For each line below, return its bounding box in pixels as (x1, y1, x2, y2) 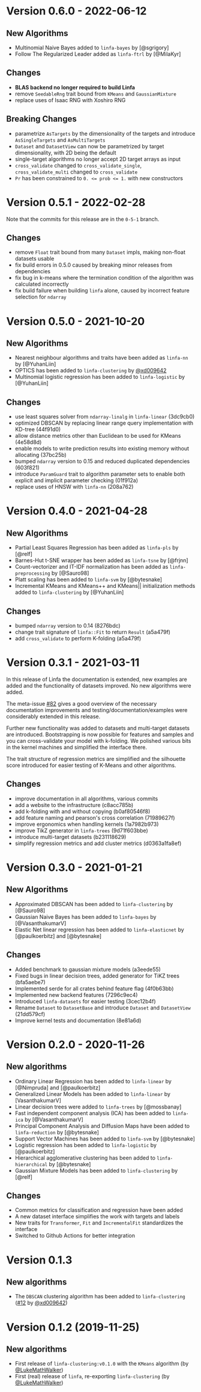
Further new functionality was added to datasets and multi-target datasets (6, 724, 190, 731)
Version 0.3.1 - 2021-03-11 (6, 656, 140, 670)
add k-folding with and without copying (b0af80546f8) (14, 808, 151, 815)
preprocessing (14, 570, 50, 577)
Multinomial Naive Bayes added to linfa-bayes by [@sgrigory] (14, 44, 169, 51)
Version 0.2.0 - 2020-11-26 (6, 1038, 145, 1052)
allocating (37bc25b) (14, 452, 67, 459)
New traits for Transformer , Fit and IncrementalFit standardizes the (14, 1219, 184, 1226)
